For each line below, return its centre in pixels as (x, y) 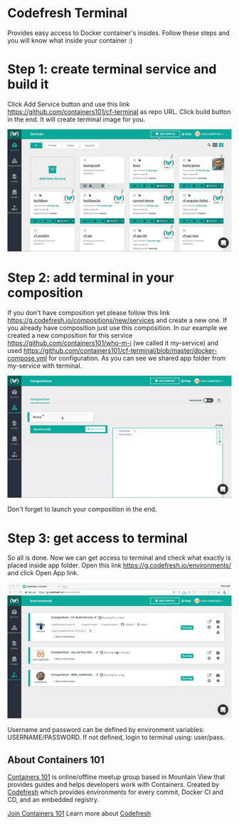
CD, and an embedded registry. (53, 800)
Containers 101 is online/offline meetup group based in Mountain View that (116, 777)
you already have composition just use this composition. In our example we (117, 328)
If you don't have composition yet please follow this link (89, 312)
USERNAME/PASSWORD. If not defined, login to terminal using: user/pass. (116, 737)
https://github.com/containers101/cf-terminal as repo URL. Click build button (119, 111)
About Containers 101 (56, 759)
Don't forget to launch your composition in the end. (82, 509)
